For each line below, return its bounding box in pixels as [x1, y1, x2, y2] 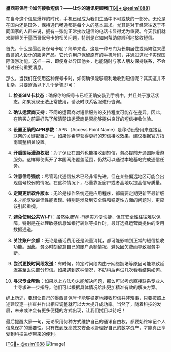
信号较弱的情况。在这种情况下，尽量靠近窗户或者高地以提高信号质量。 [17, 180, 164, 185]
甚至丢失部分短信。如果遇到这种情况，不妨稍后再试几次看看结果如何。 [17, 267, 164, 273]
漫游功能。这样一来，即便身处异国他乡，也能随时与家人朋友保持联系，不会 [10, 58, 166, 64]
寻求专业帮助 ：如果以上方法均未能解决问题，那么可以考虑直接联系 [13, 278, 151, 284]
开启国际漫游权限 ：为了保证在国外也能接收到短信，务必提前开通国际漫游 [13, 150, 164, 156]
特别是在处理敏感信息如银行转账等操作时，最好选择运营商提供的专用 [22, 220, 164, 226]
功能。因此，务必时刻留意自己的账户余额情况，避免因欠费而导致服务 [13, 244, 156, 250]
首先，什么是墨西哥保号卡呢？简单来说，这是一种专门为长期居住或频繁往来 [6, 46, 161, 51]
